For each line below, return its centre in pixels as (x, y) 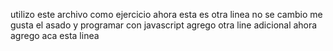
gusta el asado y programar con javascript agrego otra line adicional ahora (164, 25)
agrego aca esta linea (55, 35)
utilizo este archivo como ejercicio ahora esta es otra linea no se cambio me (166, 14)
